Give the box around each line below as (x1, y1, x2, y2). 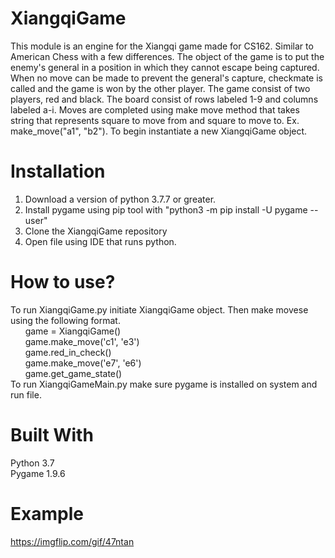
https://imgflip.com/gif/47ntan (10, 535, 135, 547)
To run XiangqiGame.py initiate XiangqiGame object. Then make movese (10, 303, 309, 316)
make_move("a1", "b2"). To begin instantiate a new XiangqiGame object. (10, 125, 308, 137)
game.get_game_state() (24, 367, 123, 379)
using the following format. (10, 314, 121, 326)
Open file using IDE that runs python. (24, 235, 177, 247)
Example (10, 502, 84, 525)
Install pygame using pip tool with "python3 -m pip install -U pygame (24, 203, 308, 216)
